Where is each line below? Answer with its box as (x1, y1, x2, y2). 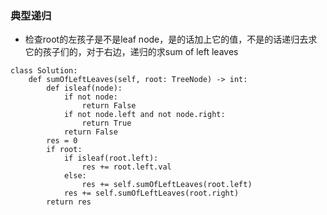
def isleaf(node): (46, 83, 123, 94)
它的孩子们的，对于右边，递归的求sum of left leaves (24, 46, 239, 58)
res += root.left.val (81, 162, 172, 172)
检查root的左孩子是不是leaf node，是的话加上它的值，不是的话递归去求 (24, 33, 318, 46)
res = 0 (46, 136, 78, 146)
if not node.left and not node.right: (63, 110, 226, 120)
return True (81, 118, 132, 129)
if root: (46, 145, 83, 155)
